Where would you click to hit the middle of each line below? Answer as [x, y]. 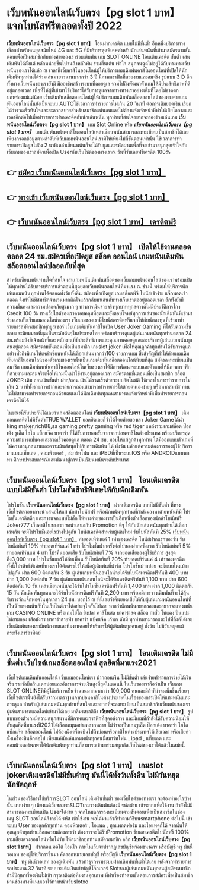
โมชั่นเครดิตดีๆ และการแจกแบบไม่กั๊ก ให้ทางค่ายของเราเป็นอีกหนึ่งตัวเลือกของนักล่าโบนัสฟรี [94, 518]
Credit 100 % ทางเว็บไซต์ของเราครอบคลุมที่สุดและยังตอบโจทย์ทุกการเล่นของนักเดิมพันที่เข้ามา [100, 313]
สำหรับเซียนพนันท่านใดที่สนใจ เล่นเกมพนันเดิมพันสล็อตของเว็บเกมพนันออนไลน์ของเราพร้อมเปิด [100, 279]
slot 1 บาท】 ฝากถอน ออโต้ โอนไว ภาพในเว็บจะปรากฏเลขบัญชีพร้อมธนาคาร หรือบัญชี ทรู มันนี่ [100, 847]
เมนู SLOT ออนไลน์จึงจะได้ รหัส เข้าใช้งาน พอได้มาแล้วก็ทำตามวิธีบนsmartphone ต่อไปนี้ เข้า [99, 819]
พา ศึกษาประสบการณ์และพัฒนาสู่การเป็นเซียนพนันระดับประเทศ [68, 460]
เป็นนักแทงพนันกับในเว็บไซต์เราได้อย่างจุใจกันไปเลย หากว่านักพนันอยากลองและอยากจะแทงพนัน [100, 606]
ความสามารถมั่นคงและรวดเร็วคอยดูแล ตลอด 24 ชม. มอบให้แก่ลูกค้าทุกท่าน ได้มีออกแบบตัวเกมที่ [100, 439]
